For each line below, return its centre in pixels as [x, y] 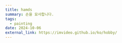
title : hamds [19, 10]
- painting [21, 23]
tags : [11, 19]
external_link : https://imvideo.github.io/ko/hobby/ [61, 33]
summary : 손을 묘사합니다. [29, 14]
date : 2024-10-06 [23, 28]
